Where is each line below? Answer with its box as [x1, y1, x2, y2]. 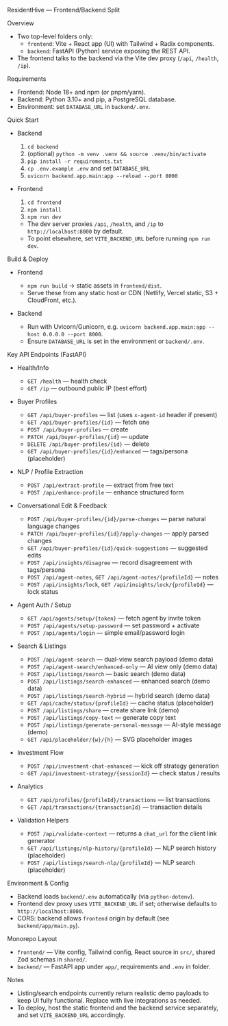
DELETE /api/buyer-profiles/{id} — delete [27, 440, 150, 448]
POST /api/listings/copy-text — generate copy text [27, 714, 177, 721]
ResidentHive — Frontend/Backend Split [7, 6, 121, 14]
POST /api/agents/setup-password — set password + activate [27, 621, 200, 629]
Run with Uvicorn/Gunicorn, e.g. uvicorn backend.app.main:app [27, 323, 206, 331]
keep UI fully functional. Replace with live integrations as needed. [16, 997, 202, 1004]
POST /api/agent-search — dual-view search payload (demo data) [27, 655, 214, 663]
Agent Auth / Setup [16, 601, 72, 609]
